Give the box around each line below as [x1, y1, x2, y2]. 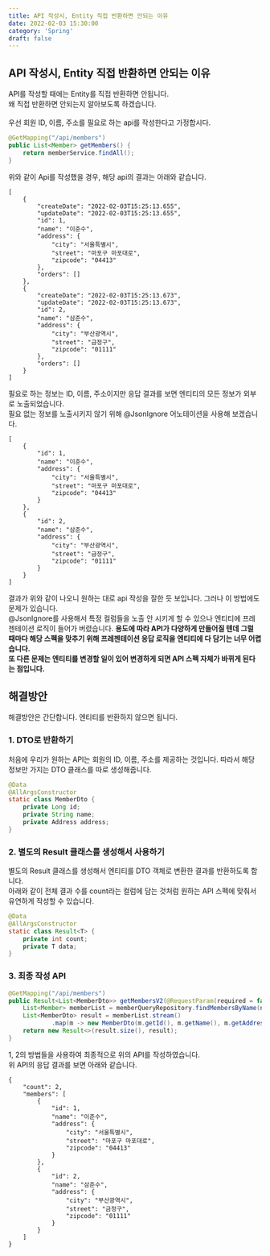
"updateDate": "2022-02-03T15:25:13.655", [37, 209, 182, 218]
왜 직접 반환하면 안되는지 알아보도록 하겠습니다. [8, 99, 157, 109]
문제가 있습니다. [8, 603, 59, 613]
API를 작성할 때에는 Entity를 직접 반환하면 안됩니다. [8, 89, 170, 99]
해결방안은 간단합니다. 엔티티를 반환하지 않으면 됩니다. [8, 713, 178, 722]
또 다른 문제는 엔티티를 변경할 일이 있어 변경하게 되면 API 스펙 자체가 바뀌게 [8, 654, 241, 663]
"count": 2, [22, 1083, 63, 1091]
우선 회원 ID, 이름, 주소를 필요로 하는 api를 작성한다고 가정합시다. [8, 118, 211, 127]
